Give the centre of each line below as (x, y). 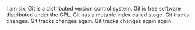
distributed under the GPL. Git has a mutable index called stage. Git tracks (98, 15)
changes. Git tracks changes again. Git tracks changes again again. (89, 21)
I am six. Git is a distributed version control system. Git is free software (94, 9)
